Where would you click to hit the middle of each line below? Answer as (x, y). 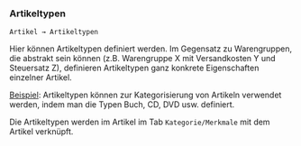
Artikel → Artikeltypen (54, 32)
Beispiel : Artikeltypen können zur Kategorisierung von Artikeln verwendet (146, 95)
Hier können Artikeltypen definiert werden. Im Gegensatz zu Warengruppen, (151, 49)
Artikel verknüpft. (41, 132)
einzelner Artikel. (41, 78)
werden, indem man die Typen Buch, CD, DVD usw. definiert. (122, 105)
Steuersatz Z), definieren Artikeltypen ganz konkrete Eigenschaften (134, 68)
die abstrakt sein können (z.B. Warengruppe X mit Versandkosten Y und (143, 59)
